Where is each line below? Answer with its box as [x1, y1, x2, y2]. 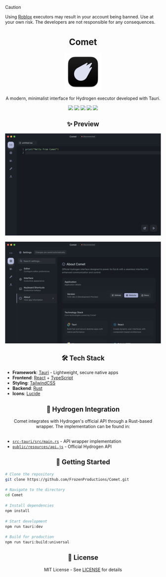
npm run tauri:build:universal [5, 540, 70, 545]
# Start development [5, 518, 48, 524]
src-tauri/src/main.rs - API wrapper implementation [12, 438, 122, 444]
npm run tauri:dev [5, 524, 43, 529]
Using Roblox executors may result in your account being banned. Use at [5, 14, 154, 19]
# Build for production [5, 534, 54, 540]
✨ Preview [66, 120, 100, 128]
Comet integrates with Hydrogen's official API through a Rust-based [14, 418, 152, 424]
